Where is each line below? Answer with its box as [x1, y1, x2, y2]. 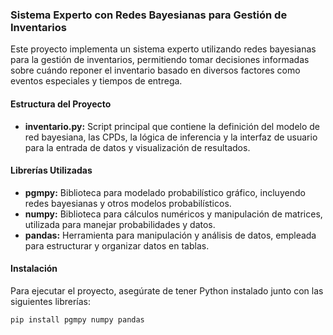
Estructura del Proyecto [10, 98, 112, 110]
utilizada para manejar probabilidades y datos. [24, 218, 216, 230]
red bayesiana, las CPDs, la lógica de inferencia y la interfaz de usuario [24, 131, 318, 143]
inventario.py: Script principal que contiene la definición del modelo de [24, 120, 321, 132]
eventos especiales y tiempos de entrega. [10, 75, 183, 87]
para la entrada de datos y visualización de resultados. [24, 141, 251, 153]
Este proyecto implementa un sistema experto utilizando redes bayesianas [10, 43, 317, 55]
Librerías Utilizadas [10, 164, 93, 177]
